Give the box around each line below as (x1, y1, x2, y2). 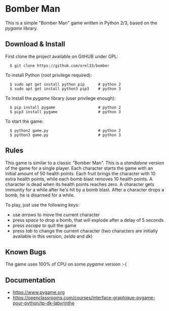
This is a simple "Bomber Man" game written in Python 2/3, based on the (5, 20, 157, 26)
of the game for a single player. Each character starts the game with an (5, 165, 153, 171)
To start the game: (5, 118, 44, 124)
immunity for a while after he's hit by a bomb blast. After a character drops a (5, 186, 164, 192)
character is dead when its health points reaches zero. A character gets (5, 181, 154, 187)
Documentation (5, 276, 56, 284)
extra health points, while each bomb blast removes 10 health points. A (5, 176, 153, 182)
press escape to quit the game (12, 222, 77, 228)
